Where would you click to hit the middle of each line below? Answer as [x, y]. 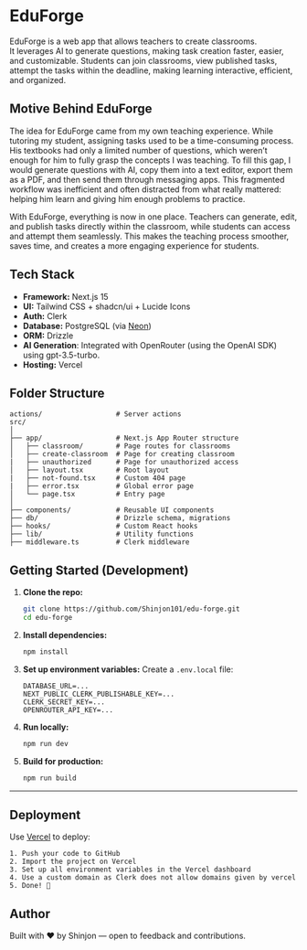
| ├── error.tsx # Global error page [102, 486]
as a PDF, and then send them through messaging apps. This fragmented [147, 179]
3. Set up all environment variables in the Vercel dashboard [130, 870]
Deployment [45, 815]
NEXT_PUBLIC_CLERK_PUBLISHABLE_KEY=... [99, 694]
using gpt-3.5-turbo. [61, 355]
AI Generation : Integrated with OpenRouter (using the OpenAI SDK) [149, 345]
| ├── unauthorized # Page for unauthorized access [124, 463]
